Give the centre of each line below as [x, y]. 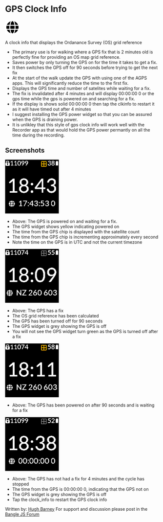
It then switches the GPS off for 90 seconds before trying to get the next [85, 68]
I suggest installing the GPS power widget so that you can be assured [82, 114]
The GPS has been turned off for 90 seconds [57, 321]
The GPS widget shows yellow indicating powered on [66, 227]
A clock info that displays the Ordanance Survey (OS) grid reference [74, 42]
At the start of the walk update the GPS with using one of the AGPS [80, 78]
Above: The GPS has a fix [38, 310]
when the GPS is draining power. [45, 119]
